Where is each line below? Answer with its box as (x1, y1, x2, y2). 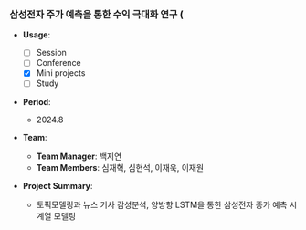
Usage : (22, 29, 51, 40)
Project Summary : (22, 180, 93, 191)
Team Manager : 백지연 (36, 151, 122, 162)
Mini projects (36, 68, 86, 78)
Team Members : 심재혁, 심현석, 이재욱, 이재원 (36, 162, 204, 172)
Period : (22, 96, 52, 107)
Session (36, 47, 67, 58)
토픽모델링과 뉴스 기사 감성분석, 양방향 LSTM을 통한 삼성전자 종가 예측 (36, 199, 288, 210)
